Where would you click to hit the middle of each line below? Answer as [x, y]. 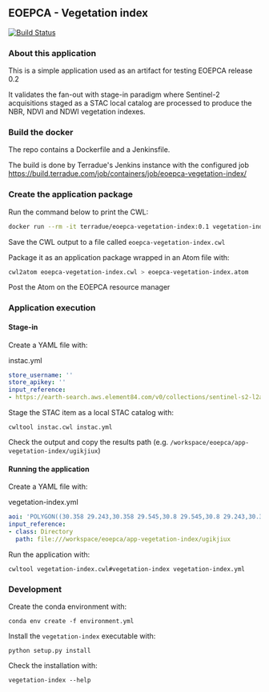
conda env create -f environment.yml [71, 622]
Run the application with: [49, 554]
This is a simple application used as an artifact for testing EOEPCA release [130, 70]
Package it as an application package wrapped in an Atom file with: [119, 257]
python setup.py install [50, 651]
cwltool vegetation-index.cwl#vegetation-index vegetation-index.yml [127, 569]
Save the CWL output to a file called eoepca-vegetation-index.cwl [117, 242]
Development [35, 589]
